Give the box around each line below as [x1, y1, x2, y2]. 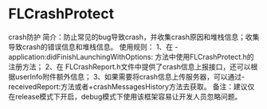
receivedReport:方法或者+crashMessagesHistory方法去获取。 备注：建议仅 [8, 81, 255, 91]
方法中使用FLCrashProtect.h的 [155, 52, 254, 61]
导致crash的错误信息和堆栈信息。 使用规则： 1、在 [8, 41, 174, 52]
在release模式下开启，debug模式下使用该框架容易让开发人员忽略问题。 [8, 91, 242, 101]
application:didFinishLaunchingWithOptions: [8, 52, 154, 61]
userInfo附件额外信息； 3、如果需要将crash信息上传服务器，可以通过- [14, 72, 245, 81]
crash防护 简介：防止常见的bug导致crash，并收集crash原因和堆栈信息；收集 [8, 32, 260, 41]
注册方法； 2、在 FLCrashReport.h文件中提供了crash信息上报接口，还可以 [8, 61, 251, 72]
